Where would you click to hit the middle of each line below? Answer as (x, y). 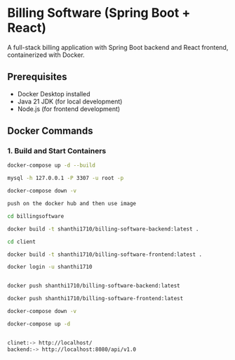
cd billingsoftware (36, 216)
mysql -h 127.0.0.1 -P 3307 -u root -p (66, 178)
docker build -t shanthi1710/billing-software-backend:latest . (103, 229)
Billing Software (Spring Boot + (99, 13)
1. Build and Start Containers (57, 151)
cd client (22, 242)
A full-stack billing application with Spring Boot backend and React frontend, (118, 47)
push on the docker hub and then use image (72, 204)
